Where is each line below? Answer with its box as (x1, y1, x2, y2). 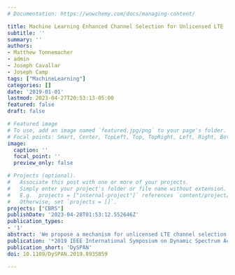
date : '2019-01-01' (7, 88, 64, 95)
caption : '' (13, 147, 49, 154)
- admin (7, 55, 30, 63)
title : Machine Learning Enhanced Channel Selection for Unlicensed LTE (7, 22, 224, 30)
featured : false (7, 101, 55, 109)
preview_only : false (13, 159, 73, 167)
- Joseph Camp (7, 68, 49, 76)
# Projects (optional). (7, 173, 77, 180)
